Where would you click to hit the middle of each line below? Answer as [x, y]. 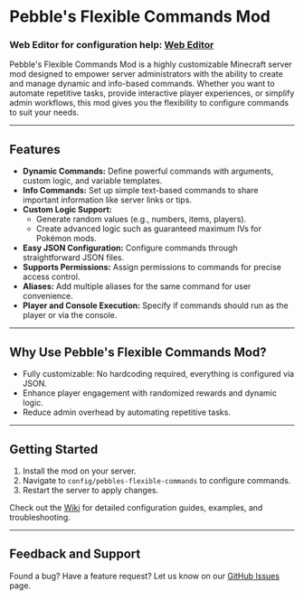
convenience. [48, 296]
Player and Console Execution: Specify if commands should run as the [155, 305]
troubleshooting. [40, 517]
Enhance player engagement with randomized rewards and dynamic [150, 393]
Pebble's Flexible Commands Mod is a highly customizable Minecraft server [151, 64]
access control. [51, 277]
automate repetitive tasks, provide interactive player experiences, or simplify [152, 93]
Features [35, 150]
